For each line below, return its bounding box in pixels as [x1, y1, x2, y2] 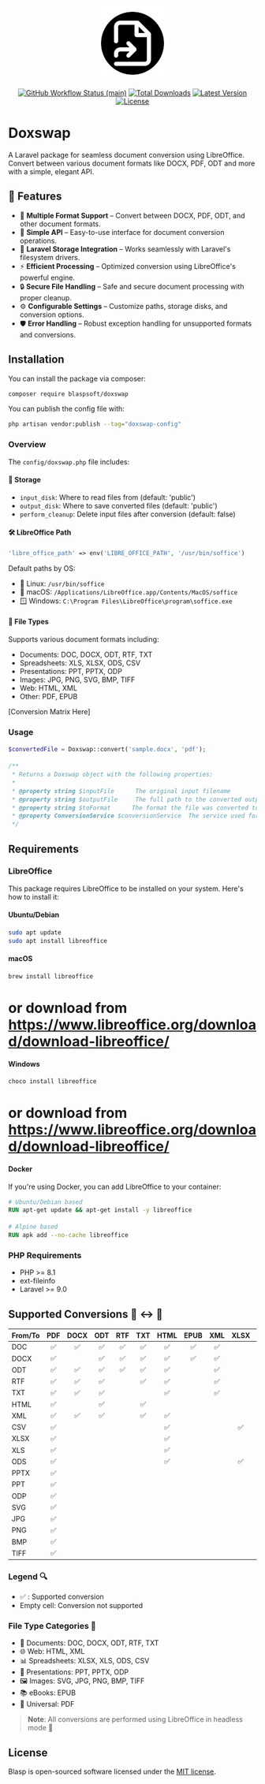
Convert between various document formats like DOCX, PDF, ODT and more [8, 158, 256, 168]
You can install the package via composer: [8, 374, 146, 383]
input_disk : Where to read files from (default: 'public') [19, 492, 196, 502]
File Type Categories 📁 [8, 1620, 96, 1631]
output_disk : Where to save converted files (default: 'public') [19, 501, 218, 510]
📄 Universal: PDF [19, 1700, 75, 1709]
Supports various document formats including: [8, 635, 159, 644]
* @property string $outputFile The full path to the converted [11, 795, 242, 803]
